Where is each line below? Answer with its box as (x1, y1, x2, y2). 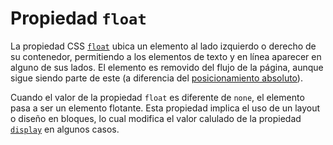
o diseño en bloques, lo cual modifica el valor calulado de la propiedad (10, 112, 302, 124)
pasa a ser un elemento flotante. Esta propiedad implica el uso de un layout (10, 102, 321, 114)
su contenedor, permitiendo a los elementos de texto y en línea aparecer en (10, 50, 322, 62)
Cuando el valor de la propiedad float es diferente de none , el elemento (10, 91, 305, 103)
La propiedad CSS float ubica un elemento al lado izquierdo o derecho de (10, 40, 317, 52)
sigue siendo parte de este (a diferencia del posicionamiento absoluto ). (10, 72, 303, 84)
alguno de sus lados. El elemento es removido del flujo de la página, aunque (10, 61, 324, 73)
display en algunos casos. (10, 123, 120, 135)
